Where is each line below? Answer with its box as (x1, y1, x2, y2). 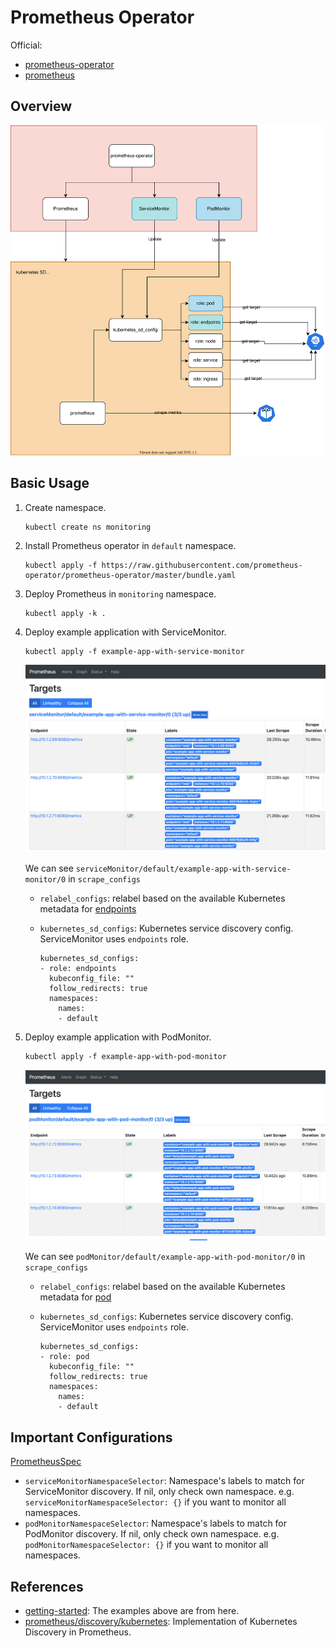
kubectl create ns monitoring (24, 522, 152, 532)
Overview (10, 98, 73, 115)
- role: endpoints (39, 963, 117, 973)
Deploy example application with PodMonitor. (24, 1031, 212, 1043)
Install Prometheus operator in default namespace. (24, 539, 237, 551)
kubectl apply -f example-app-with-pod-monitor (24, 1051, 227, 1061)
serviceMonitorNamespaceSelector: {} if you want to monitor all (24, 1496, 287, 1508)
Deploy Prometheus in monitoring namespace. (24, 587, 217, 600)
